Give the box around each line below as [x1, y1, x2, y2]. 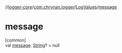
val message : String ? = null [5, 42, 60, 48]
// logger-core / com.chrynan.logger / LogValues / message [5, 4, 117, 10]
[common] [5, 37, 26, 43]
